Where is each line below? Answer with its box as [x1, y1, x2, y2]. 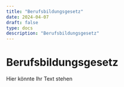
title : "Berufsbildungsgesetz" [6, 8, 84, 15]
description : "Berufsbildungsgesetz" [6, 31, 100, 36]
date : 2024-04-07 [6, 14, 49, 20]
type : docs [6, 25, 33, 31]
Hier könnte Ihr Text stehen [6, 75, 73, 82]
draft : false [6, 19, 39, 25]
